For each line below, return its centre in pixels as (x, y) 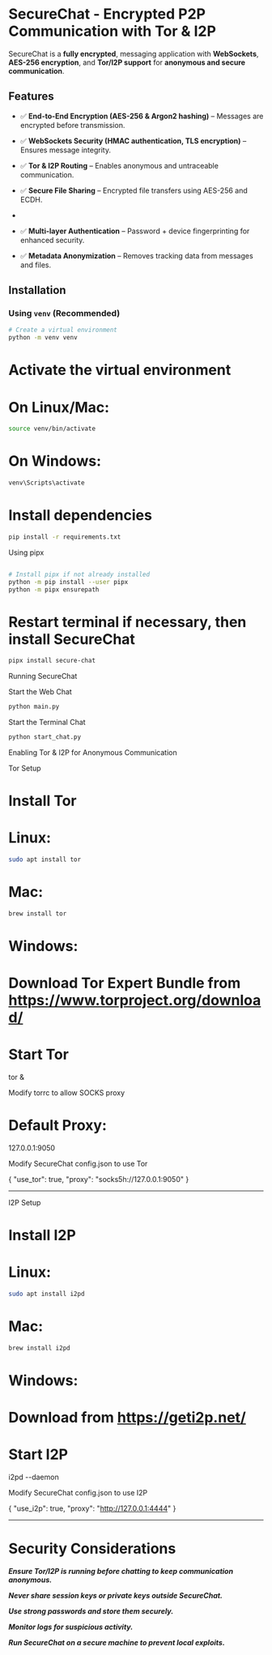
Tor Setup (25, 768)
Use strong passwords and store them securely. (91, 1611)
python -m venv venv (43, 338)
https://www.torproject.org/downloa (135, 1000)
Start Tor (38, 1055)
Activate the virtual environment (120, 370)
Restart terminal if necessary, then (127, 622)
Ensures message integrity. (66, 150)
